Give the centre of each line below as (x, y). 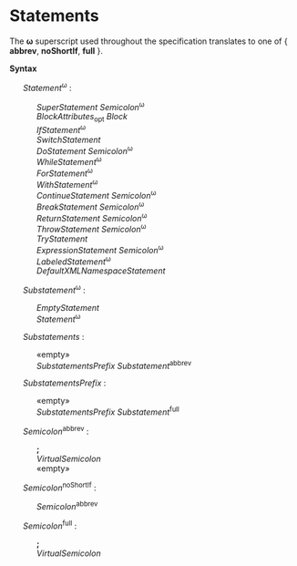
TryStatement (62, 239)
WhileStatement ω (69, 161)
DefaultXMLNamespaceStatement (101, 271)
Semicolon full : (50, 525)
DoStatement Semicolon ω (85, 149)
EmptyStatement (68, 307)
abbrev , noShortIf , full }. (56, 50)
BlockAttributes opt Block (82, 118)
